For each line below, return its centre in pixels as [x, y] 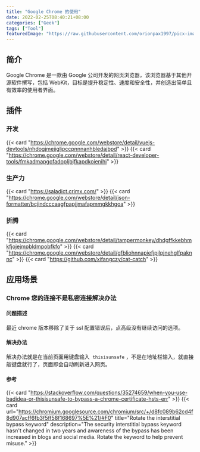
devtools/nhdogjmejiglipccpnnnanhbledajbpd [62, 148]
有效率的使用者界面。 [32, 89]
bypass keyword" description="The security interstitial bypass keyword [94, 425]
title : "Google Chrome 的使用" [44, 12]
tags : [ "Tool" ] [25, 28]
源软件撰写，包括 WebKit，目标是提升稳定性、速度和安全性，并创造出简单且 [99, 82]
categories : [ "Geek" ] [33, 23]
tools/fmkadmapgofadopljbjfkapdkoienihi [57, 161]
